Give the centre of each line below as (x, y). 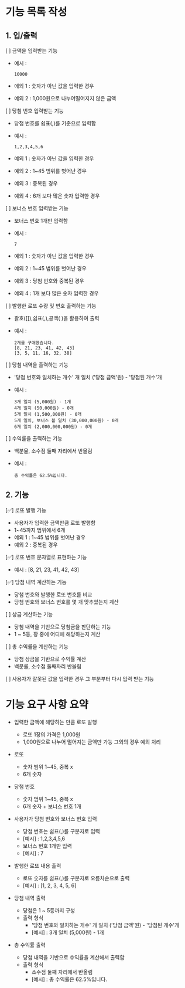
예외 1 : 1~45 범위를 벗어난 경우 (50, 537)
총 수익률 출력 (30, 945)
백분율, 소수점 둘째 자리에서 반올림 (53, 451)
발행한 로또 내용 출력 (37, 865)
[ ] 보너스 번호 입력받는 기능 (37, 208)
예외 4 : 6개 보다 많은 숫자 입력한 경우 (57, 196)
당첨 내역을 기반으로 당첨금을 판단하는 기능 (63, 627)
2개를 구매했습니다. (34, 343)
